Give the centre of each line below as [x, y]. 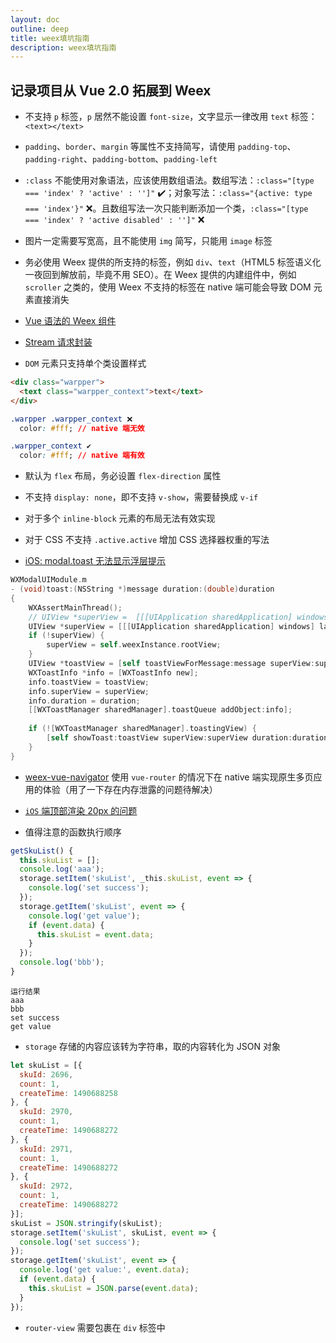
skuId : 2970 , [46, 1112]
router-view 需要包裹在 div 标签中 [95, 1327]
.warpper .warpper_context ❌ [71, 419]
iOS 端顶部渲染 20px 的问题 [81, 810]
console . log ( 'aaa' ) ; [62, 869]
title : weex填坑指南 [50, 38]
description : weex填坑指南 [63, 47]
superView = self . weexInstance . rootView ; [134, 645]
